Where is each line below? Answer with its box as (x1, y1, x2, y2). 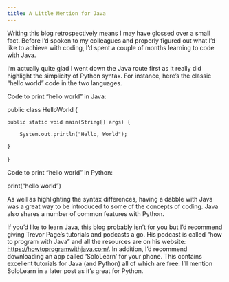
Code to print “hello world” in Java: (7, 92, 107, 100)
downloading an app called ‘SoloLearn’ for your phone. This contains (7, 252, 203, 260)
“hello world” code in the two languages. (7, 78, 122, 87)
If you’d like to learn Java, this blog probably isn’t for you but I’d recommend (7, 223, 223, 231)
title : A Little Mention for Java (7, 10, 107, 17)
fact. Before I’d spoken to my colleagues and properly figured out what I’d (7, 36, 216, 45)
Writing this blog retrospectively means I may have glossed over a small (7, 29, 210, 37)
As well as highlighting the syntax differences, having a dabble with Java (7, 195, 213, 203)
